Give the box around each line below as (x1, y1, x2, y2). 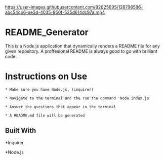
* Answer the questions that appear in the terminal (5, 104, 116, 109)
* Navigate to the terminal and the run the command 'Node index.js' (5, 96, 152, 101)
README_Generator (5, 27, 89, 38)
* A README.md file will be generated (5, 113, 85, 118)
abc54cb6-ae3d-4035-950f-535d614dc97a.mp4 (5, 9, 105, 15)
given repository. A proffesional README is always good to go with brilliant (5, 48, 158, 54)
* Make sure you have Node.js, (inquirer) (5, 87, 94, 92)
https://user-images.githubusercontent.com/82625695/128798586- (5, 4, 143, 10)
